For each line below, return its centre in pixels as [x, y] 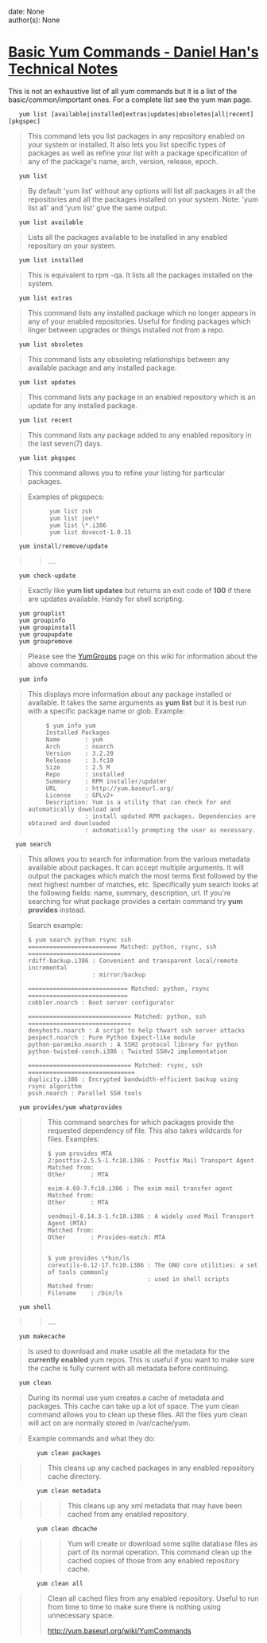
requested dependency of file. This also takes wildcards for [145, 1130]
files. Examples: [73, 1138]
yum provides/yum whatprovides [71, 1107]
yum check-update [48, 576]
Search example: [55, 925]
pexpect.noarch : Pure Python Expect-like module [112, 1037]
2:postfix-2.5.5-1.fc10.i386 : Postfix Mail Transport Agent [151, 1160]
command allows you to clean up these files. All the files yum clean [137, 1414]
